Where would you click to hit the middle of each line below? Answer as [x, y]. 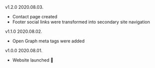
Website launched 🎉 [33, 60]
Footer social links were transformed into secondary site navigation [81, 22]
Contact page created [35, 17]
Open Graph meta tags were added [48, 41]
